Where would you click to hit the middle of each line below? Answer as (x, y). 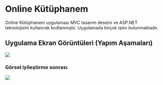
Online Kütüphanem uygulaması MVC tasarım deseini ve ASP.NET (71, 22)
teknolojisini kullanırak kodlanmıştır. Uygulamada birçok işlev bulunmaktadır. (82, 27)
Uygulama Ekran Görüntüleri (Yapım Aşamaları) (79, 43)
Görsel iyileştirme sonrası (36, 67)
